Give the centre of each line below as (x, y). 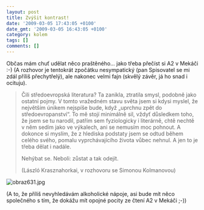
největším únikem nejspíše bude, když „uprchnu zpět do (92, 107)
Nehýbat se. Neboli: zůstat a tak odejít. (70, 158)
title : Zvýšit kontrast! (38, 18)
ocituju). (17, 82)
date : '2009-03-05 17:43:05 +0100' (51, 23)
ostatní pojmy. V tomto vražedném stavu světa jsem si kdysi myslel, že (110, 101)
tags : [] (17, 40)
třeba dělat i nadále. (46, 147)
